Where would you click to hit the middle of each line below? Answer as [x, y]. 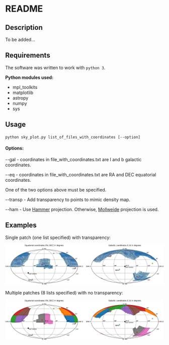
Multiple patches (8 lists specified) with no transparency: [64, 292]
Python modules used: [29, 77]
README [24, 9]
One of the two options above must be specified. [56, 189]
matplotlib [23, 92]
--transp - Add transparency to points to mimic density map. [68, 200]
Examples [21, 225]
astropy [20, 98]
